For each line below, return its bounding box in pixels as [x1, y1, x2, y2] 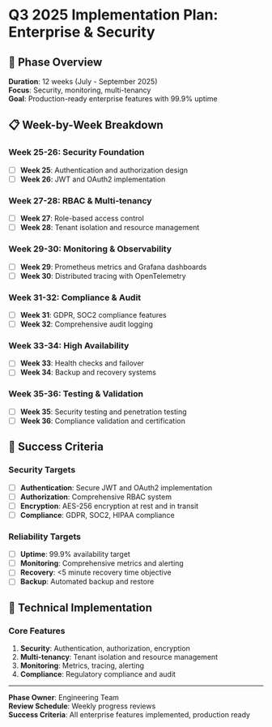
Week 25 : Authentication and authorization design [19, 165, 189, 175]
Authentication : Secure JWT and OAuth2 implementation [19, 482, 213, 492]
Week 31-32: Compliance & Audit [8, 292, 142, 303]
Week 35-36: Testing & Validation [8, 388, 144, 400]
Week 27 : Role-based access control [19, 213, 144, 224]
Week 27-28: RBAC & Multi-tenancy [8, 195, 152, 206]
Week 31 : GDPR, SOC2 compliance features [19, 310, 168, 319]
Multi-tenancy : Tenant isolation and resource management [19, 652, 219, 662]
